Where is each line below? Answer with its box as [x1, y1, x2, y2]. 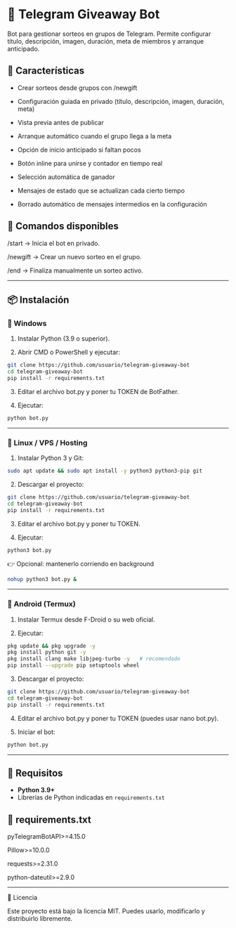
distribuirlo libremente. [7, 915, 73, 923]
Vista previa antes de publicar [17, 118, 104, 126]
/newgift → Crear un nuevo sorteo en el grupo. [7, 252, 142, 261]
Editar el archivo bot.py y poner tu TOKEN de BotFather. [17, 387, 179, 396]
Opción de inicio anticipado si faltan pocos [17, 145, 142, 154]
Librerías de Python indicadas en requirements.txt [17, 793, 165, 802]
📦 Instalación [7, 294, 70, 306]
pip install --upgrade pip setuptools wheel [7, 662, 140, 669]
